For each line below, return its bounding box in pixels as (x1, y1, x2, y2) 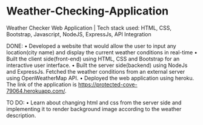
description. (6, 112, 36, 119)
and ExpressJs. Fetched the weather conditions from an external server (6, 68, 185, 75)
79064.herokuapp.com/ (6, 87, 65, 94)
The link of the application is (6, 80, 77, 88)
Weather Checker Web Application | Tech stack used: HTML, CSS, (6, 24, 171, 31)
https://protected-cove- (78, 80, 138, 88)
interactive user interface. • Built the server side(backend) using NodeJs (6, 62, 188, 69)
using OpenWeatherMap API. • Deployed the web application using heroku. (6, 74, 195, 82)
